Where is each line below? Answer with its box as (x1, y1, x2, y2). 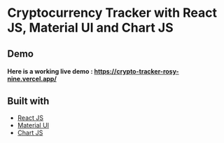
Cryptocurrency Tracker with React (7, 5, 217, 21)
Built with (7, 95, 50, 107)
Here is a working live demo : (7, 67, 93, 76)
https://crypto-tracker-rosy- (94, 67, 180, 76)
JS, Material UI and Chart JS (7, 20, 174, 36)
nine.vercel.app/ (7, 75, 57, 83)
